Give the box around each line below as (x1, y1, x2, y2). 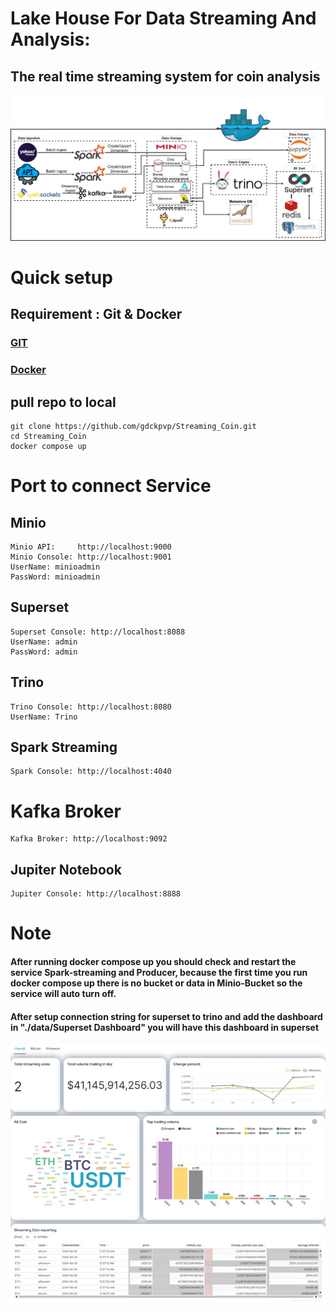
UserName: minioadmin (10, 562, 101, 572)
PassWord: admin (10, 647, 78, 657)
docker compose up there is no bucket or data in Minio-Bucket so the (10, 977, 303, 989)
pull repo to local (10, 393, 117, 411)
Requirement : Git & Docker (10, 306, 183, 323)
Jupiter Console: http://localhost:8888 (10, 889, 182, 899)
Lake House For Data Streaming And (10, 7, 317, 30)
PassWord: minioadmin (10, 572, 101, 582)
